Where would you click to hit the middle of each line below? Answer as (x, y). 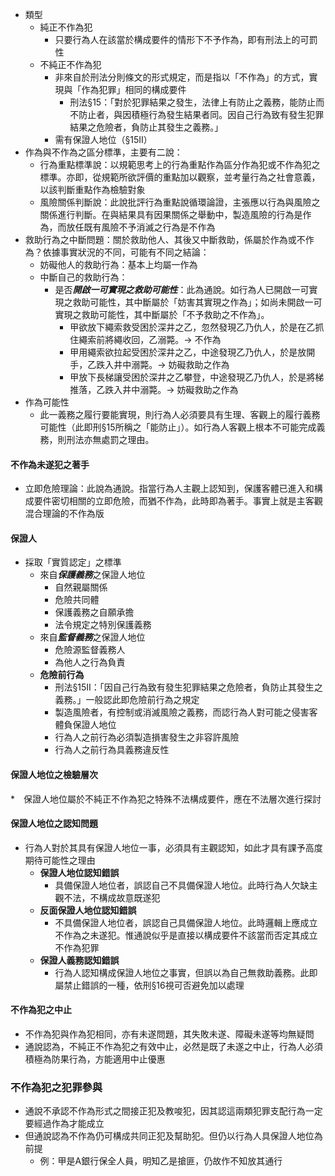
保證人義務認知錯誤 (79, 960)
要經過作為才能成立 (64, 1124)
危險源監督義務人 (90, 650)
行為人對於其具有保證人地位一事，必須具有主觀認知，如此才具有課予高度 (173, 847)
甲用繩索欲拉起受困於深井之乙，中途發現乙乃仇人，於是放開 (192, 352)
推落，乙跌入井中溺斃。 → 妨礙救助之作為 (154, 389)
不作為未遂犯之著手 (50, 464)
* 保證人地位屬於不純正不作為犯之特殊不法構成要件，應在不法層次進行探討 (166, 799)
